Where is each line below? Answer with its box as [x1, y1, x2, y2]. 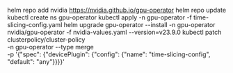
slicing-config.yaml [7, 21, 63, 29]
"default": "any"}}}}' [7, 58, 65, 65]
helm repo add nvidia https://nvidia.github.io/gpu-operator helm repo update [7, 6, 227, 14]
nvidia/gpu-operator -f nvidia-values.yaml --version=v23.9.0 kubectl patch [7, 28, 222, 36]
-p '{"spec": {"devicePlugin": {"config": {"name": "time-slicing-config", [7, 50, 211, 58]
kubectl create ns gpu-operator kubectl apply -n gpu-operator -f [7, 13, 193, 22]
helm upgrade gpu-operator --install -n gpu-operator [63, 21, 216, 29]
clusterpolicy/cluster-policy [7, 35, 86, 44]
